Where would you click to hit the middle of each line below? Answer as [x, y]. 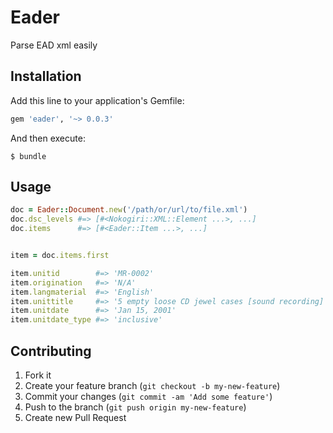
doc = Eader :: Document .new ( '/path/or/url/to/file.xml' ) [129, 210]
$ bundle [28, 156]
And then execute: [48, 138]
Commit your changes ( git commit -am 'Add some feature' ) [148, 396]
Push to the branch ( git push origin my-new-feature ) [135, 407]
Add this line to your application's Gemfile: [97, 100]
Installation [46, 76]
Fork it [38, 375]
